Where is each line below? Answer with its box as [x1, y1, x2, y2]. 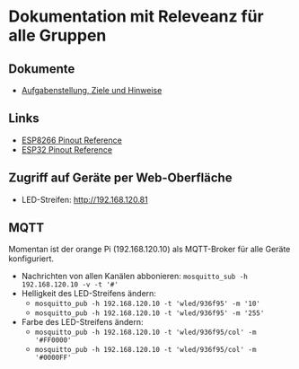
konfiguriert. [8, 253, 55, 264]
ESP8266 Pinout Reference [21, 135, 122, 145]
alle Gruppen [8, 25, 107, 46]
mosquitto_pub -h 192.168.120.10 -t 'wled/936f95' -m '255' [34, 309, 265, 318]
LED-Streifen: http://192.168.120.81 [21, 194, 149, 205]
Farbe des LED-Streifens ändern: [21, 317, 145, 328]
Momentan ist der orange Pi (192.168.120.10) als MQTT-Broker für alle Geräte [8, 244, 291, 255]
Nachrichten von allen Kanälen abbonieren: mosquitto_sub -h [21, 271, 248, 282]
